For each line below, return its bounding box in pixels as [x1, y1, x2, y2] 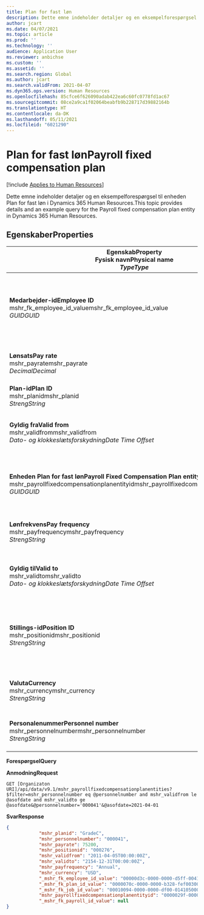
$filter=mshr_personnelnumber [6, 791, 83, 798]
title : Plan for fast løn [6, 9, 72, 15]
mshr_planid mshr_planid [9, 391, 80, 400]
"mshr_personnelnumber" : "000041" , [38, 836, 129, 842]
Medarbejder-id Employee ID [9, 296, 94, 304]
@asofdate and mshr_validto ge [6, 797, 86, 803]
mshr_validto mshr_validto [9, 572, 81, 580]
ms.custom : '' [6, 60, 42, 66]
